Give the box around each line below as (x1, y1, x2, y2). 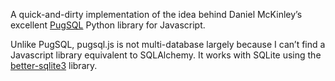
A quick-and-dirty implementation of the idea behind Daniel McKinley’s (10, 9, 303, 20)
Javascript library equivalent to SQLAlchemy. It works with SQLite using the (10, 49, 322, 61)
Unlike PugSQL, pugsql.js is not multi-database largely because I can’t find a (10, 39, 326, 50)
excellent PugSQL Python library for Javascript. (10, 19, 206, 31)
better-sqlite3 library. (10, 60, 98, 71)
